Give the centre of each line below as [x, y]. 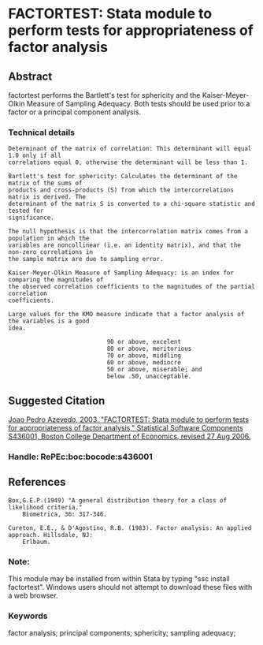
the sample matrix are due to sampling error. [86, 259]
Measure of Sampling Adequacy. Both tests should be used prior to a [138, 104]
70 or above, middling [144, 356]
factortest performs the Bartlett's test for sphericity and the [104, 95]
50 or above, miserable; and [154, 370]
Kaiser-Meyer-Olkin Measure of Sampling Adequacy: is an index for [121, 273]
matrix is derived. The [47, 197]
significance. [31, 218]
